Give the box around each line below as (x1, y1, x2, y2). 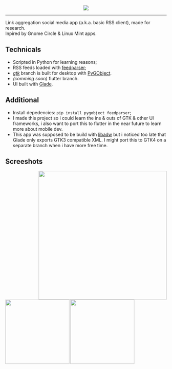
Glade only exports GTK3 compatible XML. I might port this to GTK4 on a (12, 136, 166, 143)
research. (5, 25, 26, 31)
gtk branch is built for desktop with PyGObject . (12, 69, 112, 76)
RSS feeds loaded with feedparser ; (12, 64, 87, 71)
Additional (5, 96, 39, 104)
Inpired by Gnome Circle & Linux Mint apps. (5, 30, 97, 37)
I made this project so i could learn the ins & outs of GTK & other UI (12, 115, 154, 121)
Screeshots (5, 157, 43, 166)
